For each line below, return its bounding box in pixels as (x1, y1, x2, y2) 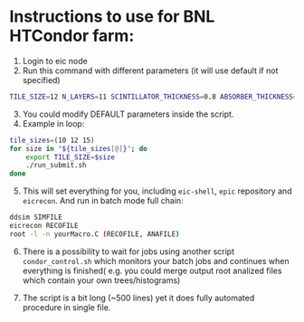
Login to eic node (22, 55, 88, 66)
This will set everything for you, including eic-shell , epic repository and (22, 185, 292, 196)
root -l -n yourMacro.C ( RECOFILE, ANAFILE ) (9, 229, 180, 239)
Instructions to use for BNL (9, 6, 215, 27)
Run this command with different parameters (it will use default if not (22, 65, 279, 76)
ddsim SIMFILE (9, 213, 63, 223)
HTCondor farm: (9, 25, 135, 46)
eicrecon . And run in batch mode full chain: (22, 195, 184, 206)
